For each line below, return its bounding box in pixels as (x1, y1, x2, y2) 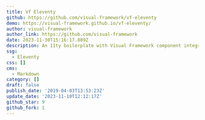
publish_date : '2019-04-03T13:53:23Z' (6, 88, 105, 94)
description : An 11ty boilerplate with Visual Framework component (6, 43, 182, 49)
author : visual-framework (6, 25, 72, 32)
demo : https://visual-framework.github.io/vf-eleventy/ (6, 20, 151, 26)
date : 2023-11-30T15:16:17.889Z (6, 37, 88, 43)
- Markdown (12, 71, 40, 77)
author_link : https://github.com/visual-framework (6, 32, 138, 38)
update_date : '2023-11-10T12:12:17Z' (6, 93, 103, 99)
